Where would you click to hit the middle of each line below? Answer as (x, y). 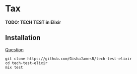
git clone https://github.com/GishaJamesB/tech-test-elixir (69, 59)
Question (14, 49)
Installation (23, 38)
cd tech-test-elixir (27, 63)
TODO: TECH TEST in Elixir (33, 22)
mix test (14, 67)
